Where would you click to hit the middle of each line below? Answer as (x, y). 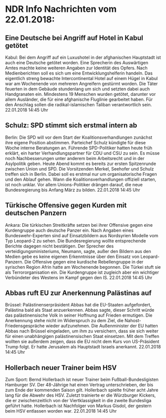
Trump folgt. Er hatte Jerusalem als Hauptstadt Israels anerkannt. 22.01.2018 (83, 347)
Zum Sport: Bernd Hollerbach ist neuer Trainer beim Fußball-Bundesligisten (82, 379)
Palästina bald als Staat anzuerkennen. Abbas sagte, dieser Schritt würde (80, 310)
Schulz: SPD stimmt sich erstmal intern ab (71, 125)
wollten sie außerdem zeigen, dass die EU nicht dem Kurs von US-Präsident (82, 341)
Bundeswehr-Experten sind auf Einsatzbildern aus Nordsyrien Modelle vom (82, 235)
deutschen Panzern (36, 213)
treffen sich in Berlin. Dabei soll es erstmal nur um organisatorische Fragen (81, 174)
